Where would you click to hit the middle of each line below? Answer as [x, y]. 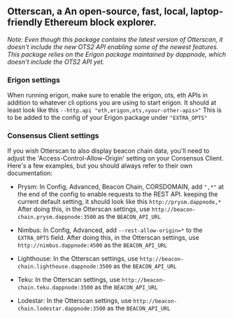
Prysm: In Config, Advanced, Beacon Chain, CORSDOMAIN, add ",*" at [120, 187]
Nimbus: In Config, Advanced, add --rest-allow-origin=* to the [110, 230]
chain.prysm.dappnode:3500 [57, 217]
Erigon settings [34, 80]
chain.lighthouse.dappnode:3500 [64, 267]
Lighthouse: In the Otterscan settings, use [78, 259]
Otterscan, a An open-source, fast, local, [98, 12]
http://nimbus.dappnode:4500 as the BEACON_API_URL [92, 245]
